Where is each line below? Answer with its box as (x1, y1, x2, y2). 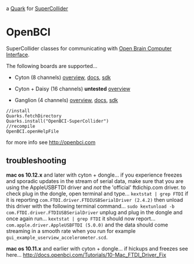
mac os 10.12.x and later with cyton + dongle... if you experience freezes (6, 171, 182, 178)
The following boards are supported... (6, 62, 98, 69)
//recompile (6, 123, 35, 129)
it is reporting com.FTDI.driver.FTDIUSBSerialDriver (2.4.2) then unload (6, 196, 183, 203)
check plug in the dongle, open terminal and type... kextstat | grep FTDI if (6, 190, 189, 197)
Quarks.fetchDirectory (6, 113, 62, 119)
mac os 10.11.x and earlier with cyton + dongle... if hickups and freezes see (6, 245, 188, 252)
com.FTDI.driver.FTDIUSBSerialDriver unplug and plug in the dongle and (6, 208, 183, 216)
